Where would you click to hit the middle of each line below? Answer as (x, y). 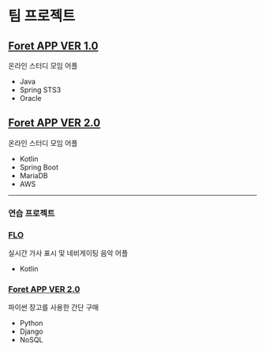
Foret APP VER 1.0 (53, 45)
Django (31, 331)
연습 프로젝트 (32, 213)
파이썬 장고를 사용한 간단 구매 (54, 308)
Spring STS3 (40, 90)
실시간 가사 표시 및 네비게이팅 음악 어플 (68, 253)
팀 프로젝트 (42, 16)
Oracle (30, 98)
